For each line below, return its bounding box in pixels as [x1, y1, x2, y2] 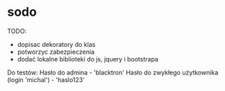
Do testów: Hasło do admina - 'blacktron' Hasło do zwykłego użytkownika [7, 68, 219, 77]
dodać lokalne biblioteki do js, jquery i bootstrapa [17, 54, 158, 63]
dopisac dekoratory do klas [17, 40, 96, 48]
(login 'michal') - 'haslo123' [7, 75, 85, 83]
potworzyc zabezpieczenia [17, 48, 95, 56]
